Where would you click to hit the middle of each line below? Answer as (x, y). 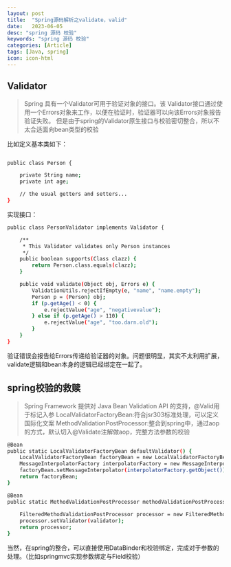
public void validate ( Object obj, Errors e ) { (87, 285)
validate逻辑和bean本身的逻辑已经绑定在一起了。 (77, 364)
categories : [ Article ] (40, 45)
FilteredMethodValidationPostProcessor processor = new (101, 515)
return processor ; (46, 527)
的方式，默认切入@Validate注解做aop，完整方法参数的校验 (107, 432)
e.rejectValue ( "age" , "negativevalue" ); (102, 310)
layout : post (26, 13)
